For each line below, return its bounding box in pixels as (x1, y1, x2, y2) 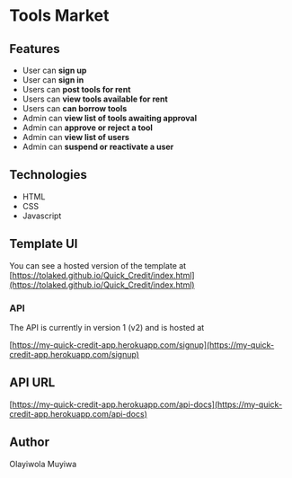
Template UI (9, 236, 78, 252)
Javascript (22, 210, 62, 221)
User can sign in (22, 75, 84, 85)
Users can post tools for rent (22, 84, 131, 94)
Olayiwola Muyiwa (9, 458, 77, 469)
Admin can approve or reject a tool (22, 122, 153, 133)
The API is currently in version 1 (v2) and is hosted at (9, 322, 205, 332)
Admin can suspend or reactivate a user (22, 141, 174, 152)
